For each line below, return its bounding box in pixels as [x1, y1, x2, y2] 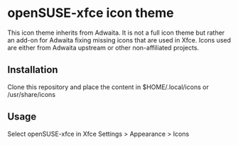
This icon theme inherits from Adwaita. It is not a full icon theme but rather [7, 28, 225, 37]
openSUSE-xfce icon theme [7, 5, 174, 21]
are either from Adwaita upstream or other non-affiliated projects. [7, 43, 200, 52]
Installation [7, 64, 58, 76]
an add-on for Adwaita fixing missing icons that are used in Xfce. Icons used [7, 35, 232, 44]
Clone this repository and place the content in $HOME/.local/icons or [7, 83, 210, 91]
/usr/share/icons [7, 90, 55, 98]
